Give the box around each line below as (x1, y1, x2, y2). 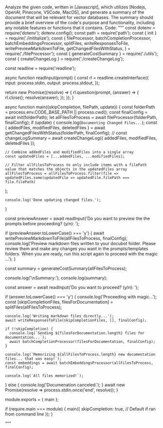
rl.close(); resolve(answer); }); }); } (5, 95, 74, 100)
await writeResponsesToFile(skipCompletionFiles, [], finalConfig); (5, 318, 147, 323)
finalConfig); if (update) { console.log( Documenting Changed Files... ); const (5, 119, 157, 125)
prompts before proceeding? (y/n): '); (5, 221, 79, 226)
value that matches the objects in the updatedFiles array (5, 167, 127, 172)
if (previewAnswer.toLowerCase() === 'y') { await (5, 230, 105, 236)
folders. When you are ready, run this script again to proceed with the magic (5, 251, 158, 256)
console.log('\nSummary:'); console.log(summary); (5, 275, 108, 281)
